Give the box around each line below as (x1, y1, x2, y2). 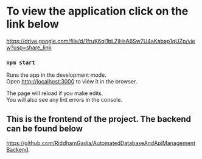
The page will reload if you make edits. (6, 90, 103, 97)
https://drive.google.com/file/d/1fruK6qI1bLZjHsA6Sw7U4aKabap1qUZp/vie (6, 37, 196, 44)
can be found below (6, 123, 83, 133)
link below (6, 17, 59, 31)
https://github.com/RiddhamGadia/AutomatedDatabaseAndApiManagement (6, 140, 196, 147)
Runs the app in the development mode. (6, 71, 106, 79)
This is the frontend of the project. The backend (6, 114, 192, 124)
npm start (6, 59, 35, 66)
